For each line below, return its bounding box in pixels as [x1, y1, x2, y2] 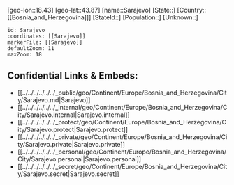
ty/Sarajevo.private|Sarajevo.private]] [17, 140, 126, 148]
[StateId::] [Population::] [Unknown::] [92, 13, 199, 22]
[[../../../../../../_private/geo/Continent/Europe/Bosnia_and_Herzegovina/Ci [17, 132, 228, 141]
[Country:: [177, 6, 207, 14]
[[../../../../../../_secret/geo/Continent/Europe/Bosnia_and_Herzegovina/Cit [17, 162, 228, 170]
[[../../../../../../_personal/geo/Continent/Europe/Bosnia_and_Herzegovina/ [17, 147, 227, 156]
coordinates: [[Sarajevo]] [7, 33, 86, 40]
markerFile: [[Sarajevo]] [7, 39, 82, 46]
